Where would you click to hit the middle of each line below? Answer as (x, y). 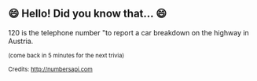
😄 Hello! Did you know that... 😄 (88, 14)
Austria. (21, 41)
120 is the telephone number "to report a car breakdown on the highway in (128, 32)
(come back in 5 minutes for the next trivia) (66, 55)
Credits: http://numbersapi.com (50, 69)
